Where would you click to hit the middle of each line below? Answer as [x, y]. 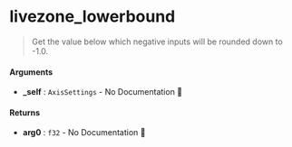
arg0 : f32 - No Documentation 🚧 [84, 133]
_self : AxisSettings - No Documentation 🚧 [102, 92]
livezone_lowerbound [92, 17]
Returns [25, 112]
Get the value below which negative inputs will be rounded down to [157, 41]
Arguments [31, 72]
